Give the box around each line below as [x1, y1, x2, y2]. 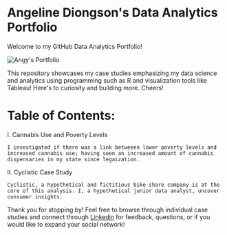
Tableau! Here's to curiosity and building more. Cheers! [7, 83, 164, 92]
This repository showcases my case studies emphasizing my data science [7, 69, 218, 77]
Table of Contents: [7, 108, 116, 123]
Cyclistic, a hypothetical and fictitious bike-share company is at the [7, 181, 220, 188]
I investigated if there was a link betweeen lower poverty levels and [7, 143, 217, 151]
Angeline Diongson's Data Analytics [7, 5, 218, 21]
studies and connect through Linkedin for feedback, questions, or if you [7, 212, 210, 221]
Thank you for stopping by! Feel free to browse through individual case [7, 205, 208, 214]
